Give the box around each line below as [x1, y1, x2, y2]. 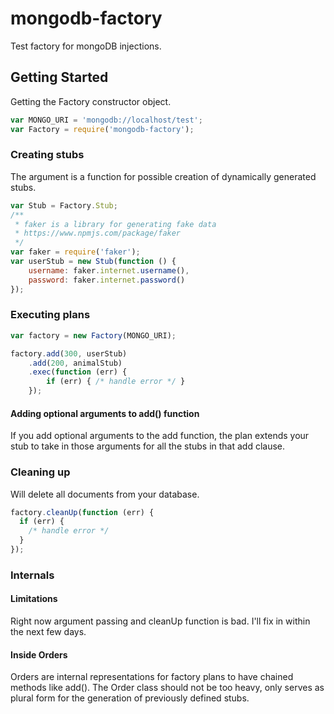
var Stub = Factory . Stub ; [10, 200, 118, 211]
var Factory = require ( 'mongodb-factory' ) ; [10, 124, 195, 134]
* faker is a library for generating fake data [14, 219, 217, 229]
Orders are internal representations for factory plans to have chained [10, 671, 294, 683]
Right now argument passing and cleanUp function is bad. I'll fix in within [10, 615, 311, 627]
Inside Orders [10, 648, 68, 661]
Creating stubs [10, 148, 85, 162]
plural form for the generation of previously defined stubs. [10, 692, 250, 704]
